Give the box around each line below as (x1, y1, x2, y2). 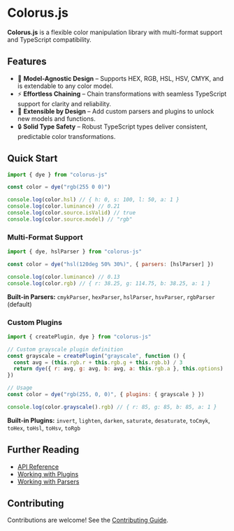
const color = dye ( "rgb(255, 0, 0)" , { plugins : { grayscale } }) (7, 391, 205, 398)
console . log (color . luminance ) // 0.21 (7, 203, 120, 210)
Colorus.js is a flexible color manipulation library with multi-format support (7, 28, 223, 36)
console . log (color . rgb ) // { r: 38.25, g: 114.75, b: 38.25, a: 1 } (7, 279, 211, 287)
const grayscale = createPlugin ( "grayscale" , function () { (7, 352, 187, 359)
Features (7, 56, 47, 68)
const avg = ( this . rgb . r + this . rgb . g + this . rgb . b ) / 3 (13, 358, 183, 366)
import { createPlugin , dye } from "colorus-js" (7, 333, 152, 340)
